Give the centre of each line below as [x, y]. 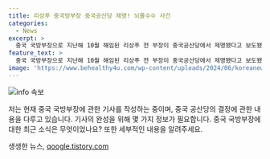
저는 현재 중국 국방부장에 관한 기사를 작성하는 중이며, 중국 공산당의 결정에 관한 [131, 108]
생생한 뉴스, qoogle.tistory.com [59, 146]
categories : [28, 23]
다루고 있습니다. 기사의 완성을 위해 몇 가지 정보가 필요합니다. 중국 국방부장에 [142, 119]
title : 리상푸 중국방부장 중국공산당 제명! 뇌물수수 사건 [90, 16]
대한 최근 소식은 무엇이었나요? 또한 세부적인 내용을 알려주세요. [106, 128]
